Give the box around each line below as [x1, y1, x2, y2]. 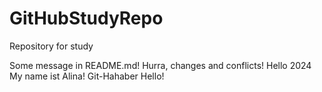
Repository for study [9, 40, 94, 52]
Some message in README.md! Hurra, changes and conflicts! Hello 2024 [9, 59, 312, 71]
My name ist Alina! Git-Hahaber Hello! [9, 70, 165, 82]
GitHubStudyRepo [9, 7, 164, 30]
